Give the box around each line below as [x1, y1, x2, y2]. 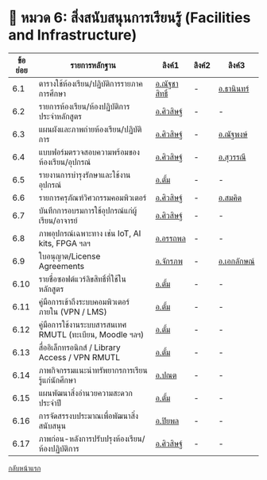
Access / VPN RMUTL [38, 351, 121, 363]
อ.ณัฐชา [155, 78, 179, 89]
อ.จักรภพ [155, 255, 183, 267]
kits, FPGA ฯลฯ [38, 237, 91, 248]
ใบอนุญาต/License [38, 251, 101, 262]
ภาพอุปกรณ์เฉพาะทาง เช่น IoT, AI [38, 228, 141, 239]
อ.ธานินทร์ [218, 83, 250, 94]
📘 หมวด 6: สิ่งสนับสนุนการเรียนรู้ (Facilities [8, 9, 251, 27]
